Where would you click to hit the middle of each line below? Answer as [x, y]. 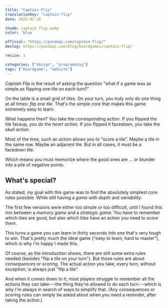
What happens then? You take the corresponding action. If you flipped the [81, 118]
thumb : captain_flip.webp [32, 28]
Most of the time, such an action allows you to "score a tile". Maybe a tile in [82, 139]
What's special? [31, 180]
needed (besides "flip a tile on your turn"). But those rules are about [75, 258]
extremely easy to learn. [30, 109]
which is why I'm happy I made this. [42, 243]
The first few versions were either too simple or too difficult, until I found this [84, 207]
